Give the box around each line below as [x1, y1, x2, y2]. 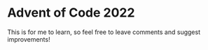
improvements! [7, 35, 50, 43]
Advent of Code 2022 [7, 5, 135, 21]
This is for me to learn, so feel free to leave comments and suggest [7, 28, 201, 36]
